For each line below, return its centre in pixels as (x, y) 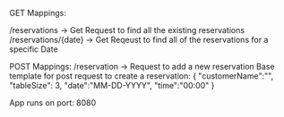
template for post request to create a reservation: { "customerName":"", (142, 76)
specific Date (34, 49)
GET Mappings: (38, 13)
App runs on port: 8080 (53, 103)
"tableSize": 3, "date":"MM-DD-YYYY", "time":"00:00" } (112, 85)
